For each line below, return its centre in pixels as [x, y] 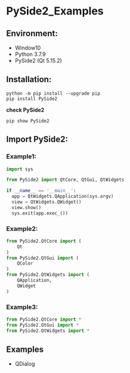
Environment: [32, 33]
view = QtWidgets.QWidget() [47, 202]
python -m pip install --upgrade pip [53, 93]
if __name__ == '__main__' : [41, 191]
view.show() [27, 207]
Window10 [28, 48]
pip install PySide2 [32, 99]
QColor [25, 263]
